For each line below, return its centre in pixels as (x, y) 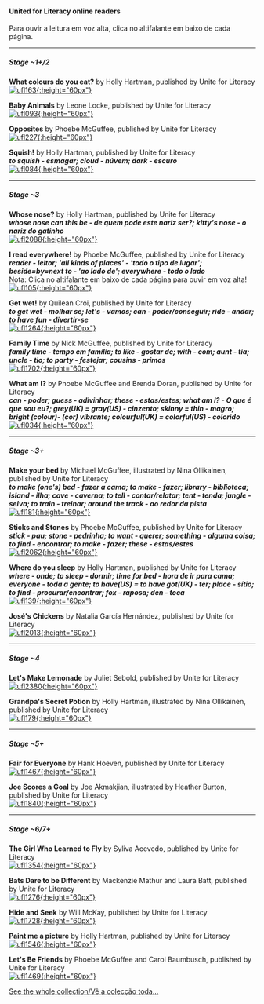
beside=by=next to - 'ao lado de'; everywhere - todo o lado (107, 272)
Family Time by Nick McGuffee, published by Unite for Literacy (111, 343)
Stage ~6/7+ (30, 829)
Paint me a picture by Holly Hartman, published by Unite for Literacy (119, 936)
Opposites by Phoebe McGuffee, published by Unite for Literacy (113, 129)
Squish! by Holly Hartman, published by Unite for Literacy (102, 152)
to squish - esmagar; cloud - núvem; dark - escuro (93, 161)
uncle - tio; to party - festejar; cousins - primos (87, 360)
